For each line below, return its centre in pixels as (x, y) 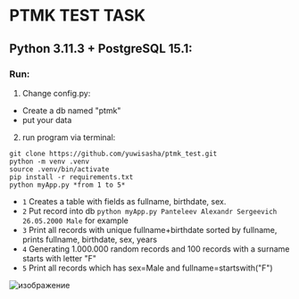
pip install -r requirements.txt (71, 177)
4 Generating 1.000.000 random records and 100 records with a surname (156, 249)
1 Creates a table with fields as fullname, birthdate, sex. (124, 201)
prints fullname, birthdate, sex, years (90, 239)
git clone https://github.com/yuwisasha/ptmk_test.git (113, 154)
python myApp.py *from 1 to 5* (67, 185)
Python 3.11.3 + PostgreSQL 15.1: (101, 49)
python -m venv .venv (50, 162)
